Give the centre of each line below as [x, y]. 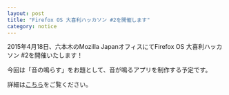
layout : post [26, 13]
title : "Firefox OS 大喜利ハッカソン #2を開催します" [79, 20]
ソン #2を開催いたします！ [45, 55]
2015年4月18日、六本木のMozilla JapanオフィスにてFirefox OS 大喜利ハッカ [115, 47]
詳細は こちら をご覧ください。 [49, 85]
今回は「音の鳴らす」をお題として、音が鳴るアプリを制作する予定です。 [109, 70]
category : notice [32, 26]
